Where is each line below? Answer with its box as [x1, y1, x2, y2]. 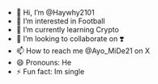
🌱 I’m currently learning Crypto [15, 25, 119, 34]
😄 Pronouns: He [15, 57, 71, 67]
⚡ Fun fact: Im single [15, 67, 85, 76]
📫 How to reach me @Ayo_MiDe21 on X [15, 46, 151, 56]
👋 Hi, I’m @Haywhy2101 [15, 8, 95, 17]
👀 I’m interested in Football [15, 16, 105, 26]
